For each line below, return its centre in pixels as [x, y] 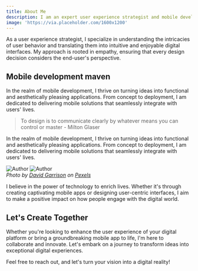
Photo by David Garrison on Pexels [49, 175]
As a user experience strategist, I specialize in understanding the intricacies [98, 39]
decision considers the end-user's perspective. [64, 58]
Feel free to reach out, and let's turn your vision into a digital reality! [88, 262]
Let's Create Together [47, 218]
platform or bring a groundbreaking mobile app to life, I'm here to [85, 238]
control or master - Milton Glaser [60, 127]
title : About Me [26, 11]
